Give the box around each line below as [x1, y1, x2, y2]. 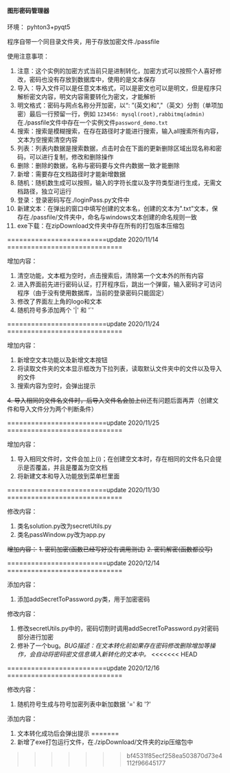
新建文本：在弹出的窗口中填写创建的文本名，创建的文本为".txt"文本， [16, 204, 212, 213]
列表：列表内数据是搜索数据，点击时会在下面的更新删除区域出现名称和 [16, 145, 216, 153]
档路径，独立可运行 [16, 187, 72, 195]
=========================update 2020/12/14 [7, 559, 160, 567]
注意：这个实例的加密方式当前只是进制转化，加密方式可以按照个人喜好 [16, 67, 216, 75]
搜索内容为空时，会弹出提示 [16, 382, 96, 390]
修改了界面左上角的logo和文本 [16, 297, 102, 306]
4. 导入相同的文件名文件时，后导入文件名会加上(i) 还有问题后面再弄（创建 [7, 396, 213, 405]
